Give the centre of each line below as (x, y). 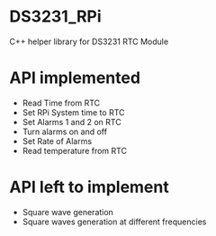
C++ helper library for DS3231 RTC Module (89, 41)
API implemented (75, 78)
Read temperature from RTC (75, 150)
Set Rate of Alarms (57, 141)
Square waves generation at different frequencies (114, 222)
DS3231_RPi (55, 17)
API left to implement (89, 187)
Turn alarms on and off (65, 132)
